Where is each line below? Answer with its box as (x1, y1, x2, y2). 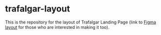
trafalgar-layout (5, 3, 70, 14)
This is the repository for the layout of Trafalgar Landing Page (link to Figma (5, 19, 156, 25)
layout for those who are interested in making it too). (5, 24, 110, 30)
